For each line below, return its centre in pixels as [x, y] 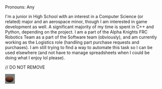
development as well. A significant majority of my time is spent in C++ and [80, 27]
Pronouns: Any [20, 7]
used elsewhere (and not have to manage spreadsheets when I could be [77, 53]
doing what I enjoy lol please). [35, 58]
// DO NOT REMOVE [25, 67]
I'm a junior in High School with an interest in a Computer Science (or [74, 16]
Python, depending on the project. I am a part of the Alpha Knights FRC [76, 32]
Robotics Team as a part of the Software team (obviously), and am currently [81, 37]
